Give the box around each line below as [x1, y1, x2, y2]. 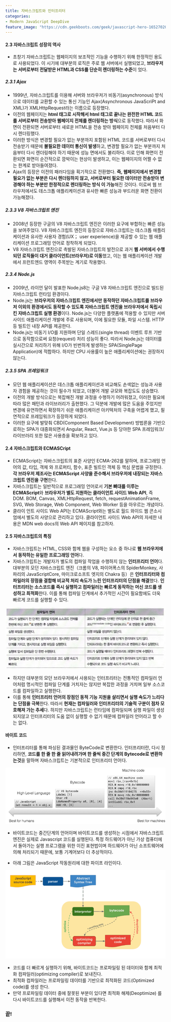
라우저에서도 [12, 188, 38, 194]
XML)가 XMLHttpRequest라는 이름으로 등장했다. [12, 105, 110, 111]
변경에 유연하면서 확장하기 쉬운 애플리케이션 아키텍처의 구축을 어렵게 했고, [12, 407, 160, 413]
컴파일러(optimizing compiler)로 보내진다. [18, 971, 103, 977]
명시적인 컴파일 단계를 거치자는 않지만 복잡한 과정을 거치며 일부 [26, 681, 152, 687]
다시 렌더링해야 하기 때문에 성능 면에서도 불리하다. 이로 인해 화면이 [26, 150, 158, 156]
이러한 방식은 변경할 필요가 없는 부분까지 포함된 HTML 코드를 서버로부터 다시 [12, 137, 165, 143]
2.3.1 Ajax [5, 79, 26, 85]
